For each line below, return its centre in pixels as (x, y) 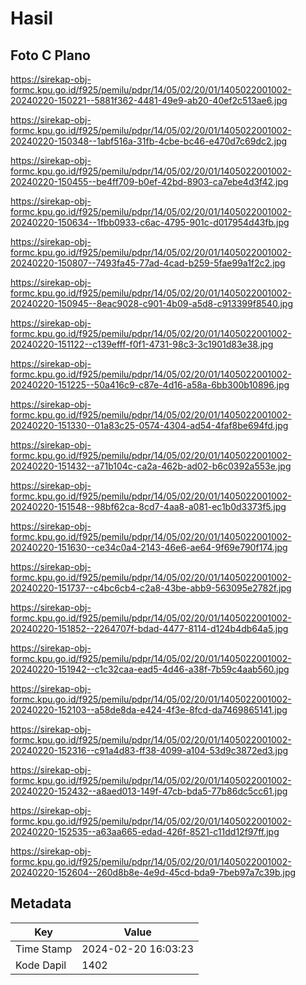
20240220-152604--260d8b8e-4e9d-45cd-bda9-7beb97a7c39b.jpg (153, 872)
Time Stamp (44, 949)
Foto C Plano (50, 55)
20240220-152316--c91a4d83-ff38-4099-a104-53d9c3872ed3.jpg (149, 750)
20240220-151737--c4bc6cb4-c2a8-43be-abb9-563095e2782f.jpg (151, 588)
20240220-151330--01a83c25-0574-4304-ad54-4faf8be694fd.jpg (149, 425)
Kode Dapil (41, 965)
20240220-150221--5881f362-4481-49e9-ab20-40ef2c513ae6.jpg (149, 100)
